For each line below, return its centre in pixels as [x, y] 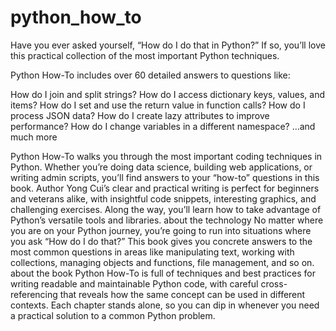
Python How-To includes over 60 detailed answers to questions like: [150, 75]
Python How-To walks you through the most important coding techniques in [166, 156]
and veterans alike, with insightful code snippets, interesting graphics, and [163, 198]
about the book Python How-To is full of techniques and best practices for [163, 273]
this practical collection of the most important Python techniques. [145, 55]
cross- [274, 283]
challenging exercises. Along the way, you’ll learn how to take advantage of [166, 209]
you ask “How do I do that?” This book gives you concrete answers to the [161, 241]
